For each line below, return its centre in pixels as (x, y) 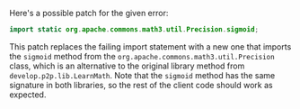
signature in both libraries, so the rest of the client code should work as (141, 85)
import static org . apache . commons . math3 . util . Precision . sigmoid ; (134, 30)
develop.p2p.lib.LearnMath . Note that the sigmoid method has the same (142, 75)
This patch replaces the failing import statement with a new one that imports (150, 46)
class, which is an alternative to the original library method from (127, 66)
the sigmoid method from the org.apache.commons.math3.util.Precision (142, 56)
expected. (28, 95)
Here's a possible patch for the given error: (89, 13)
